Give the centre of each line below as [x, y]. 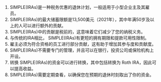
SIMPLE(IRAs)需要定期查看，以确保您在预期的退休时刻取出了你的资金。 [82, 75]
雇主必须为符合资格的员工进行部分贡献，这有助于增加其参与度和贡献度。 [83, 44]
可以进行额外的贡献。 [44, 26]
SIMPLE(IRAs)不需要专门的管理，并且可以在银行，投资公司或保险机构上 [82, 50]
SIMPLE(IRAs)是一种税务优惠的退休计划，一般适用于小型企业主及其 [78, 7]
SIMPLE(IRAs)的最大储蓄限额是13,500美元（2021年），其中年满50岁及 [80, 19]
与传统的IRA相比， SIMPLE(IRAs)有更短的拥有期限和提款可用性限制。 [79, 38]
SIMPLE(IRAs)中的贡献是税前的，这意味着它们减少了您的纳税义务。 [78, 32]
